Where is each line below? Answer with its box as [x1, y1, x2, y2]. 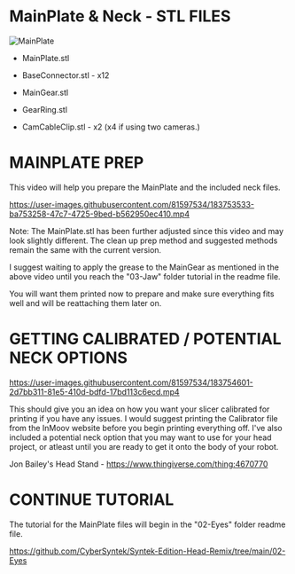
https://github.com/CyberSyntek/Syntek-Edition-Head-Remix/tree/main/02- [9, 546, 286, 556]
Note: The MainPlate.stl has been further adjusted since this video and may [9, 225, 284, 236]
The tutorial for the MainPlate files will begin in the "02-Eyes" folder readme [9, 519, 286, 530]
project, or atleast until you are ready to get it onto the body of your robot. [9, 441, 279, 452]
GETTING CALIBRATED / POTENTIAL [9, 329, 282, 350]
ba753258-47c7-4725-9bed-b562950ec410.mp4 [9, 208, 190, 219]
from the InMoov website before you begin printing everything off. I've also [9, 422, 283, 433]
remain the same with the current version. [9, 244, 162, 255]
